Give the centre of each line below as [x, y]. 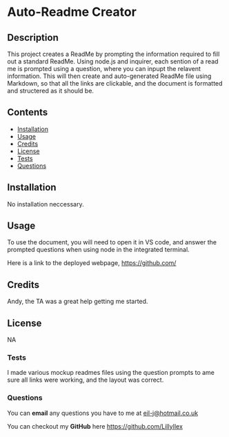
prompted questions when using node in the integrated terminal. [98, 250]
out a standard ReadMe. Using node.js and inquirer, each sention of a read [113, 61]
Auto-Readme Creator [72, 12]
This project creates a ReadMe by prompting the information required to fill [113, 54]
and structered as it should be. [51, 91]
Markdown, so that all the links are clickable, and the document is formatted [115, 83]
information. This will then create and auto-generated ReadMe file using [109, 76]
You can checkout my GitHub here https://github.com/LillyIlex [95, 426]
